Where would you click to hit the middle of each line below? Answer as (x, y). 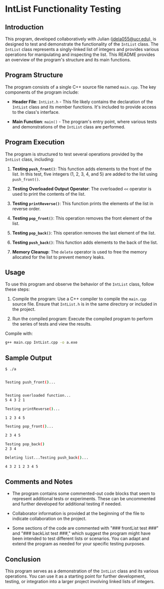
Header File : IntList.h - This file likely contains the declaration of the (82, 102)
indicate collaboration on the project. (49, 519)
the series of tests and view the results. (52, 324)
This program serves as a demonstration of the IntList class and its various (82, 571)
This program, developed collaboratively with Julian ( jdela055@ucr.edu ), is (81, 39)
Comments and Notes (39, 482)
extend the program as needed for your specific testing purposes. (79, 544)
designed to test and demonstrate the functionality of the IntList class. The (82, 44)
